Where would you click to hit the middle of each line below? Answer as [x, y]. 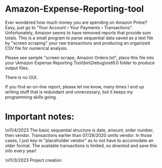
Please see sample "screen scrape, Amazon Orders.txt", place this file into [80, 57]
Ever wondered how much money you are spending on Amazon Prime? [76, 22]
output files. [17, 68]
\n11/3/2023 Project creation [33, 160]
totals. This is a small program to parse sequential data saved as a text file [79, 38]
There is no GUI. [21, 77]
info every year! [21, 151]
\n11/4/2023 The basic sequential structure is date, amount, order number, [80, 130]
